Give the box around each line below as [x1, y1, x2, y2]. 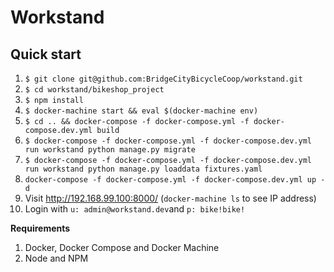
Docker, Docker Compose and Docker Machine [24, 242, 220, 253]
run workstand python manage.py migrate [24, 145, 196, 155]
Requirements [10, 222, 71, 234]
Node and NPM [24, 252, 89, 264]
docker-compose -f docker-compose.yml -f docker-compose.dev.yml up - [24, 175, 326, 185]
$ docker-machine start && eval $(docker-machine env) [24, 106, 259, 116]
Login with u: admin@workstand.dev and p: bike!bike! [24, 203, 246, 215]
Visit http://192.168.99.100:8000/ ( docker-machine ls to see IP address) [24, 192, 317, 204]
